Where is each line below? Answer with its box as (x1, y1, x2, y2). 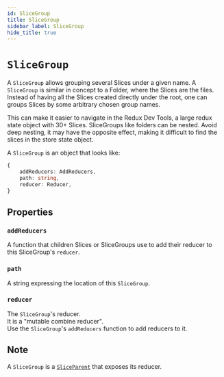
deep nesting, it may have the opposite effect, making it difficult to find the (7, 128, 218, 137)
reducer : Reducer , (19, 181, 72, 188)
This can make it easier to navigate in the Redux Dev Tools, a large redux (7, 114, 212, 122)
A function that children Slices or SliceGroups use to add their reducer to (7, 241, 212, 249)
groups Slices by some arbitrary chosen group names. (7, 101, 161, 109)
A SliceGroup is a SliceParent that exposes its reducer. (7, 362, 162, 370)
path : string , (19, 174, 60, 181)
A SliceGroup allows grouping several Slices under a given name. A (7, 79, 197, 87)
